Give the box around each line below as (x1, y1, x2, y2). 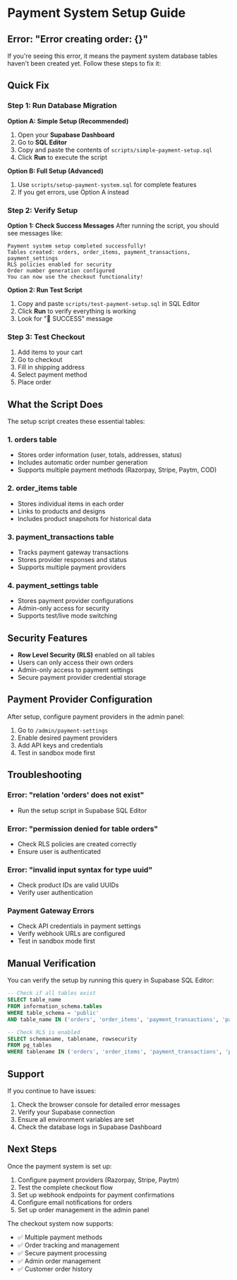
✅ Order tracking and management (17, 1241, 120, 1249)
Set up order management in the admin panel (17, 1205, 150, 1214)
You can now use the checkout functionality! (7, 273, 143, 280)
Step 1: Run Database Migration (7, 101, 118, 111)
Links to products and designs (17, 506, 106, 516)
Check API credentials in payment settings (17, 922, 141, 930)
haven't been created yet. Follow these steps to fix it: (7, 59, 162, 68)
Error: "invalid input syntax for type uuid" (7, 865, 153, 874)
